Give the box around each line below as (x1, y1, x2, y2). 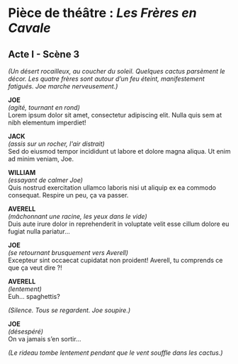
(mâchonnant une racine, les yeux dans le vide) (8, 212, 147, 220)
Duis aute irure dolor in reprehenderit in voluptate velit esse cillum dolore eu (8, 220, 229, 228)
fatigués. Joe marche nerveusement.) (8, 82, 118, 90)
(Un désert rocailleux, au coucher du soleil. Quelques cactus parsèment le (8, 67, 225, 75)
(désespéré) (8, 327, 44, 336)
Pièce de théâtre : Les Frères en (8, 5, 197, 21)
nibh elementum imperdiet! (8, 118, 87, 127)
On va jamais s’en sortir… (8, 335, 81, 343)
